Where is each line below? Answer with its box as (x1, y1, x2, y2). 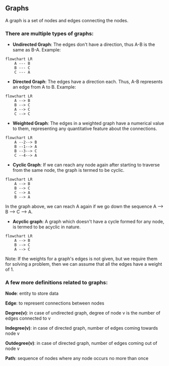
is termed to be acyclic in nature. (12, 224, 81, 230)
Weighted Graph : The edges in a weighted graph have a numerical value (12, 120, 164, 127)
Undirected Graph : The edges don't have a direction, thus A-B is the (12, 41, 155, 47)
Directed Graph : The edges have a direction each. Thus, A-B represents (12, 79, 163, 85)
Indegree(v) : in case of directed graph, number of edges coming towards (5, 325, 158, 331)
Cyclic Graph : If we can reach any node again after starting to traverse (12, 162, 160, 168)
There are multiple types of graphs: (5, 30, 94, 37)
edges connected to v (5, 315, 51, 322)
